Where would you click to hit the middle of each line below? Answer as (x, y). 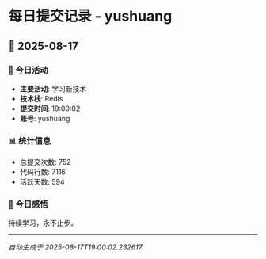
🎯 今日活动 (28, 70)
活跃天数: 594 (42, 182)
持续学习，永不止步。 (43, 223)
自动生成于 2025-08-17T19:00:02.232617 (75, 247)
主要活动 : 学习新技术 (53, 89)
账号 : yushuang (45, 118)
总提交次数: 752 (45, 162)
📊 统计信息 (30, 141)
